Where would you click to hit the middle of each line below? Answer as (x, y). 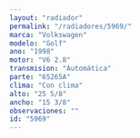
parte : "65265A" (40, 77)
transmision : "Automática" (60, 69)
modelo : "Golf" (38, 43)
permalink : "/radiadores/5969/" (70, 26)
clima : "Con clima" (46, 85)
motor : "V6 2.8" (40, 60)
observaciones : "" (44, 111)
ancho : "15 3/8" (40, 102)
